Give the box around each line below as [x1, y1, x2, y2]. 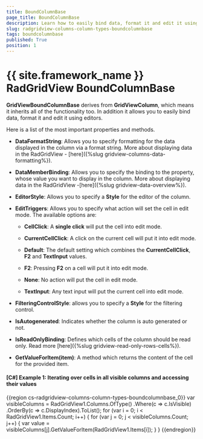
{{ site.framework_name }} [6, 69, 144, 82]
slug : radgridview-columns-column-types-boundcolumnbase [6, 25, 153, 32]
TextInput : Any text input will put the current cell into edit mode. [24, 287, 184, 295]
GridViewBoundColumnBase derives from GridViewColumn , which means [6, 101, 195, 109]
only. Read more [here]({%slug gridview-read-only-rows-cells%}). [14, 342, 181, 349]
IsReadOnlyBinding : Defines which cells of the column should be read [14, 336, 191, 343]
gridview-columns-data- [105, 150, 166, 158]
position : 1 [6, 43, 36, 49]
